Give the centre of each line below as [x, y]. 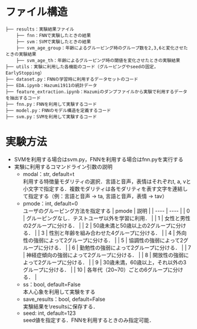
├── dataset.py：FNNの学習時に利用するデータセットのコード [72, 79]
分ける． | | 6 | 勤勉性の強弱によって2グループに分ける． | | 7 [117, 247]
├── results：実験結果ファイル [40, 29]
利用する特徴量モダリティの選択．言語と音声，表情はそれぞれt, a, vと [107, 181]
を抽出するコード [23, 98]
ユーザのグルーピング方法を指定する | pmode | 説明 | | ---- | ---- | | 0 [106, 211]
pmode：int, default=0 [50, 203]
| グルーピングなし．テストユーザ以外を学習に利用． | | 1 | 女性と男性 [107, 218]
